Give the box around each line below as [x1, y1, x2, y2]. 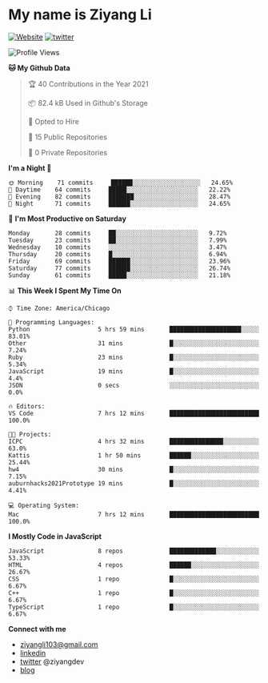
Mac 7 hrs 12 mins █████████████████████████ [8, 510, 260, 518]
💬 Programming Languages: [8, 318, 94, 326]
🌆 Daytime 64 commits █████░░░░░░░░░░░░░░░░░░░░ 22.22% [8, 186, 230, 194]
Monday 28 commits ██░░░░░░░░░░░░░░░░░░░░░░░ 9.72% [8, 229, 227, 237]
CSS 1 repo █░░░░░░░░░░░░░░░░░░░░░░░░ [8, 575, 260, 583]
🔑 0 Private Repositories [27, 147, 108, 157]
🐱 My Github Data [8, 62, 70, 73]
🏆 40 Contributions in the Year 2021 [27, 78, 150, 89]
